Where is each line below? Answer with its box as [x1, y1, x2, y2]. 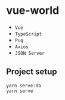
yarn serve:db [6, 83, 42, 89]
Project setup [6, 67, 58, 77]
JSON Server [14, 50, 45, 56]
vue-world [6, 4, 60, 17]
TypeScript [14, 31, 42, 37]
